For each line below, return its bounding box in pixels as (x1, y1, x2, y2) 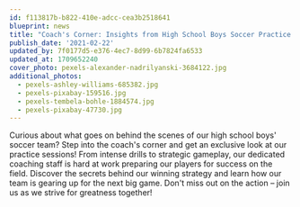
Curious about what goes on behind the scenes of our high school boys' (9, 130, 277, 140)
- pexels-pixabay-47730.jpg (17, 105, 123, 114)
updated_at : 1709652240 (9, 55, 99, 64)
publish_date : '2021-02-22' (9, 38, 115, 48)
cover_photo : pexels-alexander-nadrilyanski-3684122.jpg (9, 64, 227, 73)
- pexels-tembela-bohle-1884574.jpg (17, 96, 154, 106)
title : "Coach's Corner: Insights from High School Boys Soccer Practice (9, 30, 292, 39)
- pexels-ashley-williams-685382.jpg (17, 80, 159, 89)
